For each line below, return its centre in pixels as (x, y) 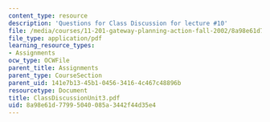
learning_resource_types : (51, 46)
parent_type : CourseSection (55, 75)
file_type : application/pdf (55, 38)
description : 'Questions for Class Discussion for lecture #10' (118, 23)
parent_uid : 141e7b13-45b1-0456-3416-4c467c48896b (95, 83)
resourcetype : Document (48, 90)
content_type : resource (48, 16)
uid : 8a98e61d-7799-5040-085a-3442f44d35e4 (82, 105)
